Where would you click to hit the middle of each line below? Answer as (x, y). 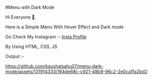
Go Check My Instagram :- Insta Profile (46, 37)
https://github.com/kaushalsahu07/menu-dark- (54, 66)
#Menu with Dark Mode (30, 7)
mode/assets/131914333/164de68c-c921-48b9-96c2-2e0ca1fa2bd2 (76, 71)
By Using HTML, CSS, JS (31, 47)
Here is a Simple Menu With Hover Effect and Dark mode (65, 27)
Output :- (15, 56)
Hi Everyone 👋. (21, 17)
